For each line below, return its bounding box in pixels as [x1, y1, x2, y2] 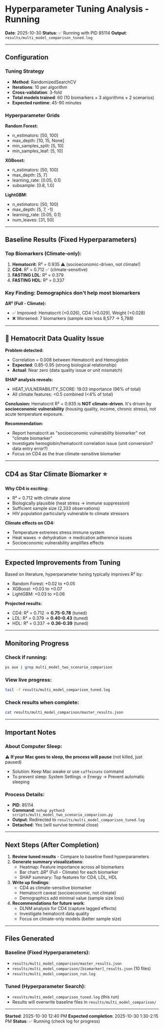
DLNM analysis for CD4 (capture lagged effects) [19, 906, 117, 911]
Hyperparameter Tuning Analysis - [5, 3, 149, 15]
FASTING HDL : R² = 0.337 [12, 277, 64, 283]
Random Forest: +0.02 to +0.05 [12, 581, 76, 586]
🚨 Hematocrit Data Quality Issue [5, 334, 104, 343]
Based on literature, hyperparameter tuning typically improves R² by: [5, 571, 143, 577]
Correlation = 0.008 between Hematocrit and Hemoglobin [12, 357, 128, 363]
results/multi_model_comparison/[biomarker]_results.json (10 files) [12, 965, 151, 971]
